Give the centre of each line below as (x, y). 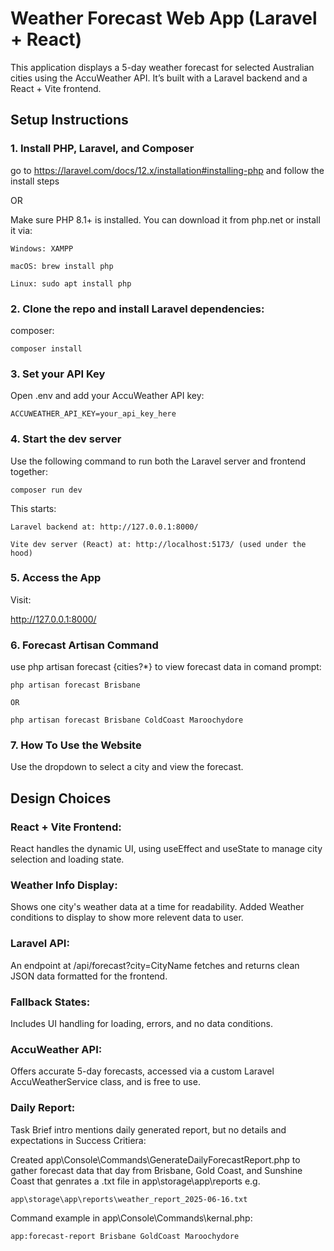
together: (29, 471)
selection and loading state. (67, 859)
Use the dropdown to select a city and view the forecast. (127, 767)
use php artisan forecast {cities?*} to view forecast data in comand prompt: (166, 667)
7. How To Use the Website (76, 745)
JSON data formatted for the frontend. (89, 976)
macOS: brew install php (62, 266)
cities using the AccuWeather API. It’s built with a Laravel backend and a (159, 78)
